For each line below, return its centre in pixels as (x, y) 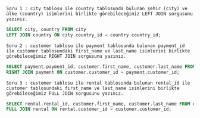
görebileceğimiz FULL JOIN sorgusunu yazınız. (65, 93)
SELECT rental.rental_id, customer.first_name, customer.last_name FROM (98, 104)
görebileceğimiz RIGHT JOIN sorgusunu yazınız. (66, 56)
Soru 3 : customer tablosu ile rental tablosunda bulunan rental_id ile (98, 83)
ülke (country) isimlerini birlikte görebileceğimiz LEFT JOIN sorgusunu (100, 14)
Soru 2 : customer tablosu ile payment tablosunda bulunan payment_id (96, 46)
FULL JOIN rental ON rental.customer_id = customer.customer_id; (89, 109)
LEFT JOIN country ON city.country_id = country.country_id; (84, 35)
